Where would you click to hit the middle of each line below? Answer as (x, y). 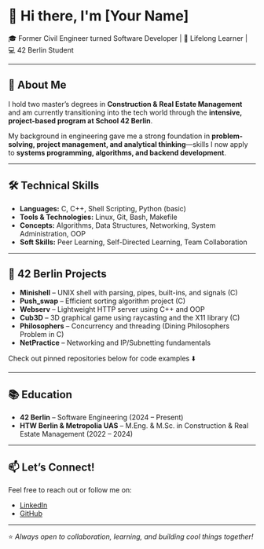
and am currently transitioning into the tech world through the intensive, (125, 112)
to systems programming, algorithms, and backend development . (117, 152)
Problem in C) (42, 335)
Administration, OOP (53, 233)
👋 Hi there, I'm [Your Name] (99, 16)
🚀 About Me (37, 85)
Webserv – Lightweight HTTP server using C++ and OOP (112, 309)
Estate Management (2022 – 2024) (76, 434)
